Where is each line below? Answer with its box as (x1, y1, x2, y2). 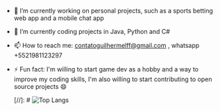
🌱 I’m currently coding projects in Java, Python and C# (13, 28, 170, 35)
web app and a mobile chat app (13, 14, 104, 22)
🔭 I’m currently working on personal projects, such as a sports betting (13, 7, 214, 15)
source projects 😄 (13, 83, 67, 90)
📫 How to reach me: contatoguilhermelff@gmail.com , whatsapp (13, 42, 200, 49)
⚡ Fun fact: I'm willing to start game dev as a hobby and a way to (13, 65, 199, 73)
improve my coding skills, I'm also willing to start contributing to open (13, 75, 212, 83)
